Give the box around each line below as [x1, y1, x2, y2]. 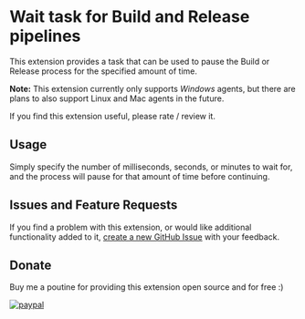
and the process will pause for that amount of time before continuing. [9, 170, 270, 181]
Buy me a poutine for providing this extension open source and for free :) [9, 282, 284, 293]
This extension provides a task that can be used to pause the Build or [9, 56, 270, 67]
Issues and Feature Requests [9, 198, 178, 213]
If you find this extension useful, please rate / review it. [9, 110, 216, 121]
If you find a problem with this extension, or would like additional [9, 221, 252, 232]
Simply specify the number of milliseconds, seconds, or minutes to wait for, [9, 161, 293, 172]
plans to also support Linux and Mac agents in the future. [9, 93, 225, 104]
